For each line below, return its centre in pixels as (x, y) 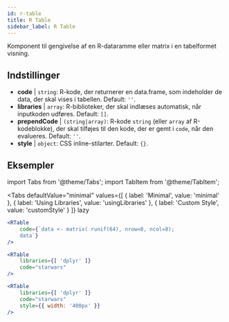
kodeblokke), (36, 129)
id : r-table (24, 14)
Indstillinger (34, 75)
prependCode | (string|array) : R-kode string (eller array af (104, 121)
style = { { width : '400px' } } (60, 305)
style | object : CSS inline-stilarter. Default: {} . (83, 143)
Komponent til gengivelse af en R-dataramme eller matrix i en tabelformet (112, 46)
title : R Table (29, 20)
